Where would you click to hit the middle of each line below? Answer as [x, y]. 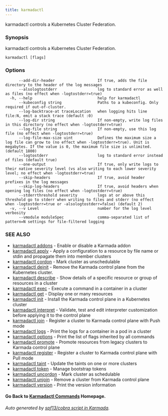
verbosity [16, 213]
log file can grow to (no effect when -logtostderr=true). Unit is [77, 142]
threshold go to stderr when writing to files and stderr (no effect [80, 200]
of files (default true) [31, 160]
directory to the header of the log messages [54, 85]
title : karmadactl [24, 10]
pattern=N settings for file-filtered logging [55, 222]
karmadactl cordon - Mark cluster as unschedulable [66, 261]
